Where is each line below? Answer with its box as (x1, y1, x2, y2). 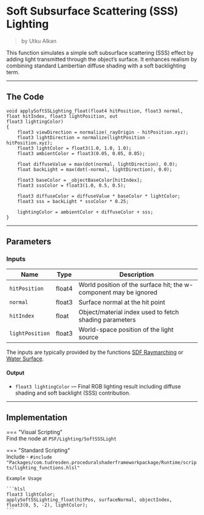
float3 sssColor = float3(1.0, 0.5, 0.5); (17, 182, 126, 188)
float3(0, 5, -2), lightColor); (6, 502, 88, 508)
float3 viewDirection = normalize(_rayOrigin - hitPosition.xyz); (17, 129, 189, 135)
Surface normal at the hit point (78, 298, 166, 306)
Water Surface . (6, 355, 44, 362)
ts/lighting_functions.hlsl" (6, 465, 80, 471)
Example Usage (6, 475, 42, 482)
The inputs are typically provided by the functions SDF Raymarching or (6, 348, 184, 356)
